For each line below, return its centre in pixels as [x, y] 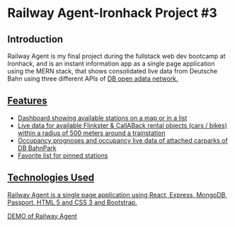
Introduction [35, 39]
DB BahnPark [37, 148]
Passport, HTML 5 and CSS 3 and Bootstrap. [72, 202]
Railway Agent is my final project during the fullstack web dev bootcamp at [116, 56]
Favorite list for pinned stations [63, 155]
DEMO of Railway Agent [42, 216]
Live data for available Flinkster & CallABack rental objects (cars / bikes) [122, 125]
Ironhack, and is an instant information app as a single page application [111, 64]
